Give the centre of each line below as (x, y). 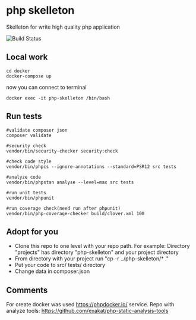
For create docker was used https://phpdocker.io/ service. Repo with (90, 305)
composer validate (29, 135)
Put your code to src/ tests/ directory (60, 265)
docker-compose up (29, 76)
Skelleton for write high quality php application (63, 27)
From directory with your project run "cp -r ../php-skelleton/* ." (92, 259)
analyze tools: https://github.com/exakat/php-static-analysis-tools (87, 311)
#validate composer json (37, 130)
